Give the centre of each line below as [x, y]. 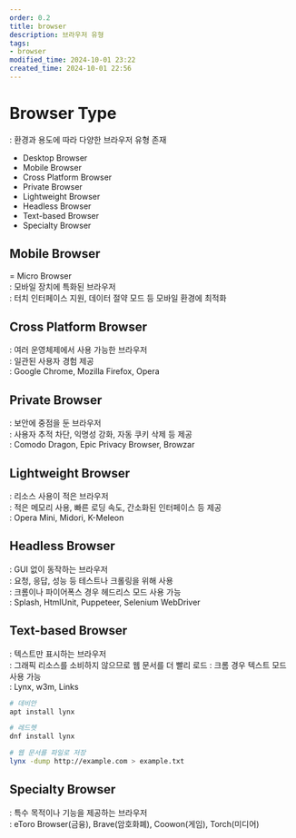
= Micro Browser [41, 276]
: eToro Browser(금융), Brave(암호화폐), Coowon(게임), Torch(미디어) [134, 823]
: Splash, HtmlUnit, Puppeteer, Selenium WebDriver [105, 602]
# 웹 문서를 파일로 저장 [48, 753]
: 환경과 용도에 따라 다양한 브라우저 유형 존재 [88, 139]
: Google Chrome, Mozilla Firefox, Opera [85, 371]
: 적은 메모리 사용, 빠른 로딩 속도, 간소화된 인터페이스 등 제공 [116, 508]
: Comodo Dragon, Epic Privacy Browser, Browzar [102, 445]
